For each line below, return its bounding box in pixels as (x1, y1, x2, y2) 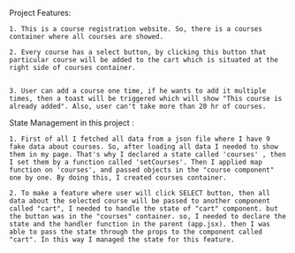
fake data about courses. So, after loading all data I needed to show (9, 142, 278, 151)
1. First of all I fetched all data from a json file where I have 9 (9, 134, 271, 143)
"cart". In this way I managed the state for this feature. (9, 235, 236, 244)
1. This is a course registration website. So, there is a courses (9, 25, 263, 34)
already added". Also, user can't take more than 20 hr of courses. (9, 102, 267, 111)
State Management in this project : (9, 118, 134, 127)
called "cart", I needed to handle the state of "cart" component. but (9, 204, 278, 213)
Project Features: (9, 8, 72, 18)
